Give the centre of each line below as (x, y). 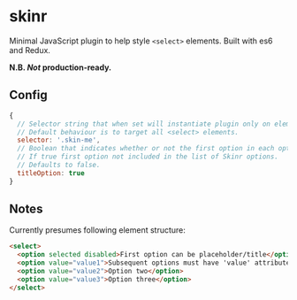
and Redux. (30, 50)
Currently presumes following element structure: (97, 230)
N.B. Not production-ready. (61, 67)
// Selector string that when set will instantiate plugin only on (144, 124)
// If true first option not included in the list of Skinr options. (148, 157)
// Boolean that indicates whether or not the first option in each (146, 149)
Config (28, 95)
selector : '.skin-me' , (59, 140)
